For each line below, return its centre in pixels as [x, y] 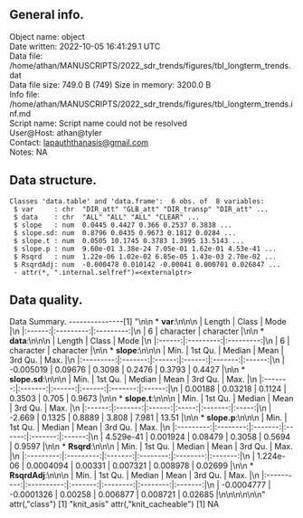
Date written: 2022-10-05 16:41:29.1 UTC [85, 46]
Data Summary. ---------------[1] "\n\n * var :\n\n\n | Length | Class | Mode [148, 322]
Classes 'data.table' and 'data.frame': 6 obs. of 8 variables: [137, 201]
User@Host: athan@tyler [56, 132]
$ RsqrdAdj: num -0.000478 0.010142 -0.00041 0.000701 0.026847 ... [147, 264]
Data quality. [46, 301]
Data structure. [53, 180]
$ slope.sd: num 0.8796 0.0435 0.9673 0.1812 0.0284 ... [125, 233]
